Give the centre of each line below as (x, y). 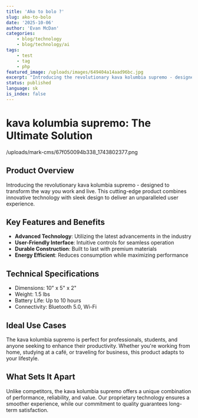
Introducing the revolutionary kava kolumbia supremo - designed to (88, 185)
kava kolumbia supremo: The (79, 123)
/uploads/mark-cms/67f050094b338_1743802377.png (72, 152)
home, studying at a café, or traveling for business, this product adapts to (95, 352)
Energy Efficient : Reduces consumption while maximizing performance (101, 255)
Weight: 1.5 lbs (32, 294)
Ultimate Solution (49, 135)
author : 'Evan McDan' (33, 28)
